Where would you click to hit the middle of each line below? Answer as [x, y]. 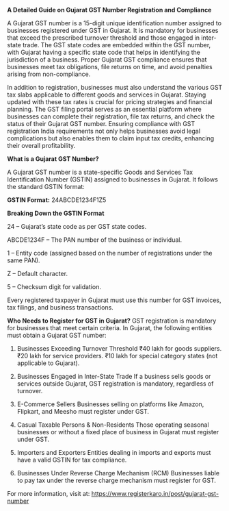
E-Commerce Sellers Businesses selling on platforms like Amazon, [110, 404]
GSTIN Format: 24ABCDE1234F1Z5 [57, 200]
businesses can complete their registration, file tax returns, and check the [111, 116]
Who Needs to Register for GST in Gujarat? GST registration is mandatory [112, 321]
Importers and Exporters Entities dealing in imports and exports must [114, 452]
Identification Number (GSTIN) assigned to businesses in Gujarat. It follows [113, 179]
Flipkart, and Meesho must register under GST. [83, 411]
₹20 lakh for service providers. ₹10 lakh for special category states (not [117, 356]
